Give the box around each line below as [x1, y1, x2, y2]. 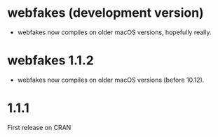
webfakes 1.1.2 [7, 52, 95, 68]
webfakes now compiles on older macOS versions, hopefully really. [17, 28, 212, 36]
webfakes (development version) [7, 5, 205, 21]
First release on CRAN [7, 123, 71, 131]
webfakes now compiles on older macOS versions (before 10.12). [17, 75, 205, 84]
